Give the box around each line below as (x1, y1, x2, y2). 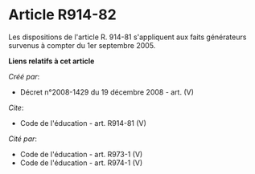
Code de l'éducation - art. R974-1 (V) (19, 158, 143, 168)
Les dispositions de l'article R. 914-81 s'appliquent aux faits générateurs (8, 32, 247, 42)
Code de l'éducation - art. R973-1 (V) (19, 149, 143, 159)
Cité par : (8, 134, 38, 144)
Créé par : (8, 71, 40, 81)
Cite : (8, 103, 24, 112)
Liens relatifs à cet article (8, 56, 95, 66)
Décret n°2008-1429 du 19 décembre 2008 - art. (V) (19, 87, 195, 97)
